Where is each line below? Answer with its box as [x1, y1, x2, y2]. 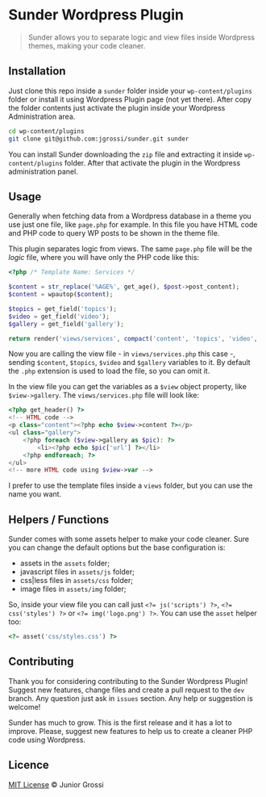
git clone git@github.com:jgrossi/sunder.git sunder [8, 135, 189, 143]
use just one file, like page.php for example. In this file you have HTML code [8, 220, 258, 229]
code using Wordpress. [8, 735, 86, 745]
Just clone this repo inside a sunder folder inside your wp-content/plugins [8, 86, 252, 95]
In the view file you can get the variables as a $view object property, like [8, 382, 247, 392]
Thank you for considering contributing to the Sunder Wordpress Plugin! [8, 676, 248, 686]
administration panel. [8, 166, 78, 176]
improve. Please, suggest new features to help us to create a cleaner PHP [8, 726, 253, 736]
